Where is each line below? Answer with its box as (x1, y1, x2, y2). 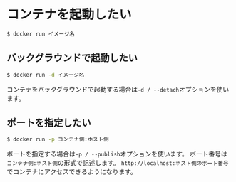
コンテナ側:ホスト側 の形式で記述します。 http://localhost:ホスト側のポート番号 (6, 159, 229, 167)
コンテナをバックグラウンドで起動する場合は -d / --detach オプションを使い (6, 85, 230, 93)
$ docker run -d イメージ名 (6, 71, 85, 78)
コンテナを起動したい (6, 6, 133, 23)
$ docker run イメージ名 (6, 30, 76, 38)
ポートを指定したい (6, 117, 91, 129)
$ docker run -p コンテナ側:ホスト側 (6, 136, 109, 143)
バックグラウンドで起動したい (6, 52, 138, 64)
